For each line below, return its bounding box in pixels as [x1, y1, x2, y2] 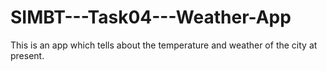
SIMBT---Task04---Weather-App [10, 6, 292, 29]
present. [10, 49, 45, 61]
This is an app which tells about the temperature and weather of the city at [10, 39, 318, 51]
